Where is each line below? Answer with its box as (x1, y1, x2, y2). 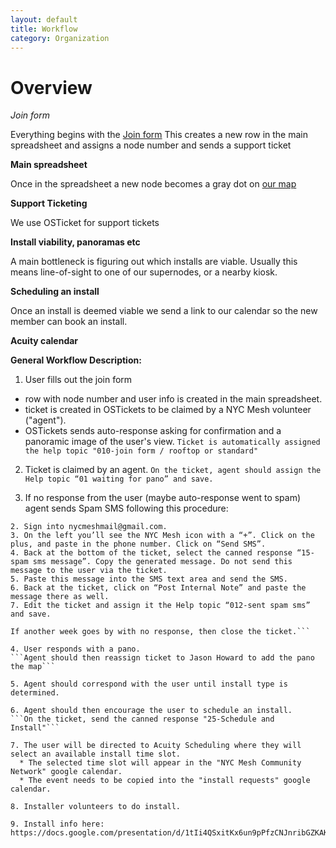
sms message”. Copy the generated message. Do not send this (32, 557, 293, 567)
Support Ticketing (10, 197, 88, 210)
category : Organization (10, 33, 110, 43)
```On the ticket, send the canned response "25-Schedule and (10, 714, 275, 725)
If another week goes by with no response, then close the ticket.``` (10, 627, 311, 637)
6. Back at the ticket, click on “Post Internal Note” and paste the (10, 583, 307, 593)
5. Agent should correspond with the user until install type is (10, 679, 288, 690)
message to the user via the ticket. (10, 566, 168, 576)
